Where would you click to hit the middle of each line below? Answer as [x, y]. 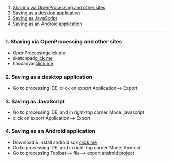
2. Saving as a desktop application [49, 77]
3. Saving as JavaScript [35, 101]
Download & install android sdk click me [55, 142]
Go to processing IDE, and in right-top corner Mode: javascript [79, 112]
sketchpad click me [33, 58]
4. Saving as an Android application [50, 131]
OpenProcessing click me [39, 53]
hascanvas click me [33, 64]
